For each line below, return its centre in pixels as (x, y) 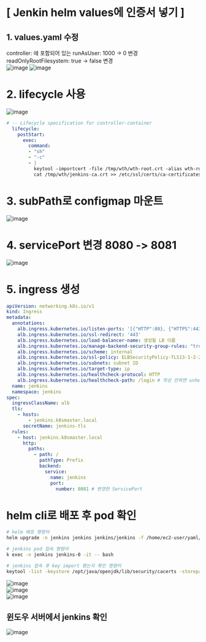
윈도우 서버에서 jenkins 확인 (57, 617)
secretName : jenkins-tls (54, 426)
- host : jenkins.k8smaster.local (60, 437)
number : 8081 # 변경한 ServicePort (99, 489)
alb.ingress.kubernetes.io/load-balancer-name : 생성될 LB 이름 (97, 340)
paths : (37, 449)
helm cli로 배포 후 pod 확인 (71, 515)
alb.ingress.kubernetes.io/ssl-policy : (68, 358)
